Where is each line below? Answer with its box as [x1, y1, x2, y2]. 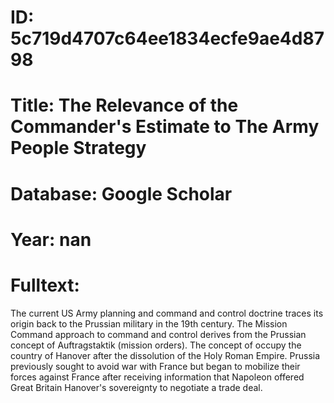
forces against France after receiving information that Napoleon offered [10, 371, 305, 383]
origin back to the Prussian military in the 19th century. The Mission [10, 317, 288, 330]
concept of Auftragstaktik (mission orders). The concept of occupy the [10, 339, 302, 351]
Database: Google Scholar [10, 182, 233, 205]
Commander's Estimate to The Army [10, 116, 320, 138]
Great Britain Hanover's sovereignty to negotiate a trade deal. [10, 381, 263, 393]
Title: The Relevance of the [10, 94, 239, 117]
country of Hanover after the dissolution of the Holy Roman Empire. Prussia [10, 349, 321, 361]
